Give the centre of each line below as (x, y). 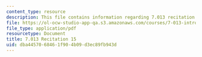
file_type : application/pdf (41, 28)
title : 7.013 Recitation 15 (41, 39)
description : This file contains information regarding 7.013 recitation (101, 17)
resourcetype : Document (36, 34)
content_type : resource (36, 12)
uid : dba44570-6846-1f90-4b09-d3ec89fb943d (62, 45)
